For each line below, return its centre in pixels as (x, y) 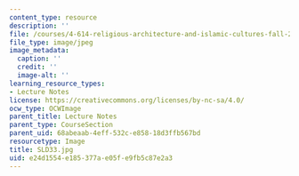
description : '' (39, 26)
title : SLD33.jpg (41, 149)
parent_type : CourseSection (61, 125)
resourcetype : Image (48, 141)
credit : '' (37, 68)
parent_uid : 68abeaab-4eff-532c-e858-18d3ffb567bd (105, 133)
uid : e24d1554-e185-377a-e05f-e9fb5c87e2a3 (91, 158)
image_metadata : (39, 51)
